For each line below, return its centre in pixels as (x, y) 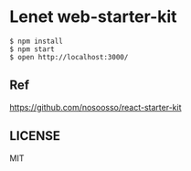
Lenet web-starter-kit (93, 17)
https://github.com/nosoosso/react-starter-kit (95, 107)
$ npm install (37, 41)
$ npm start (32, 49)
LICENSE (35, 136)
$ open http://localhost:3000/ (69, 57)
